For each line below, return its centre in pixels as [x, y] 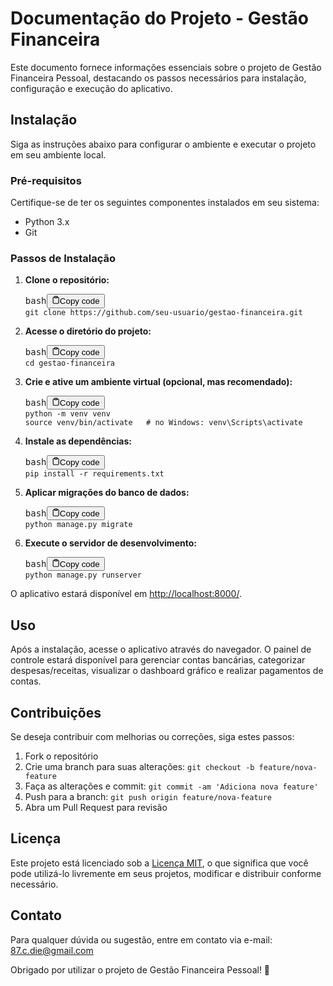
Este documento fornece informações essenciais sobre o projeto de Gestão [166, 67]
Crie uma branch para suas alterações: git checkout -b [139, 766]
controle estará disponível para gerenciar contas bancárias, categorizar [158, 660]
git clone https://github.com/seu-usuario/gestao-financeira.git [163, 312]
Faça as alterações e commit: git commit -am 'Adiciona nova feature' [171, 786]
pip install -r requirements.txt [94, 473]
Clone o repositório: [67, 280]
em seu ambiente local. [58, 154]
